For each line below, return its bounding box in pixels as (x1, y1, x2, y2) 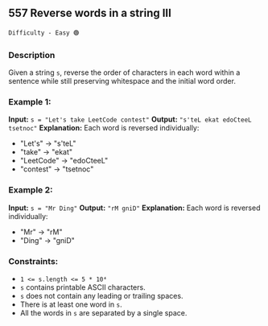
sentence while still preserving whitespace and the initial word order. (8, 76, 236, 86)
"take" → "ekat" (19, 147, 73, 157)
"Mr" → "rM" (19, 227, 63, 237)
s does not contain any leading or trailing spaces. (19, 291, 183, 300)
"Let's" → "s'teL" (19, 138, 76, 148)
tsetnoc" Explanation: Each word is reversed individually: (8, 123, 200, 133)
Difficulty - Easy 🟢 (8, 28, 80, 37)
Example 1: (8, 97, 52, 108)
